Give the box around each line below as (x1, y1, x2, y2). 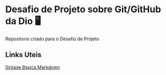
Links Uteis (5, 51, 42, 59)
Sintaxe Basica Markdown (5, 64, 60, 70)
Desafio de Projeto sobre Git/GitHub (5, 4, 161, 15)
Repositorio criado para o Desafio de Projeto (5, 36, 99, 42)
